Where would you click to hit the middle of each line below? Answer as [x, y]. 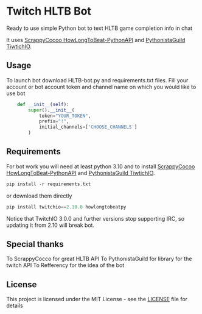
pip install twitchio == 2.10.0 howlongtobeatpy [66, 207]
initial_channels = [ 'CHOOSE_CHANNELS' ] [88, 127]
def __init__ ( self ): [43, 104]
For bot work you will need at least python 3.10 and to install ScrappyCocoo [101, 166]
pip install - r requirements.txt [49, 184]
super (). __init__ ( [51, 110]
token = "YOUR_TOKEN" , [65, 116]
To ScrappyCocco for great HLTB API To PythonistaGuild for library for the [99, 259]
